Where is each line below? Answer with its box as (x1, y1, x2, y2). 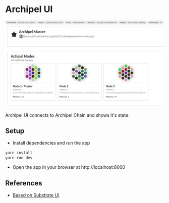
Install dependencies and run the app (12, 140, 90, 146)
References (5, 179, 42, 187)
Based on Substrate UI (12, 192, 60, 198)
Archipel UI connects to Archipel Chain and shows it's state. (5, 112, 130, 118)
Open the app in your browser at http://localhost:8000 (12, 164, 125, 170)
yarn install (5, 150, 33, 156)
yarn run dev (5, 155, 33, 161)
